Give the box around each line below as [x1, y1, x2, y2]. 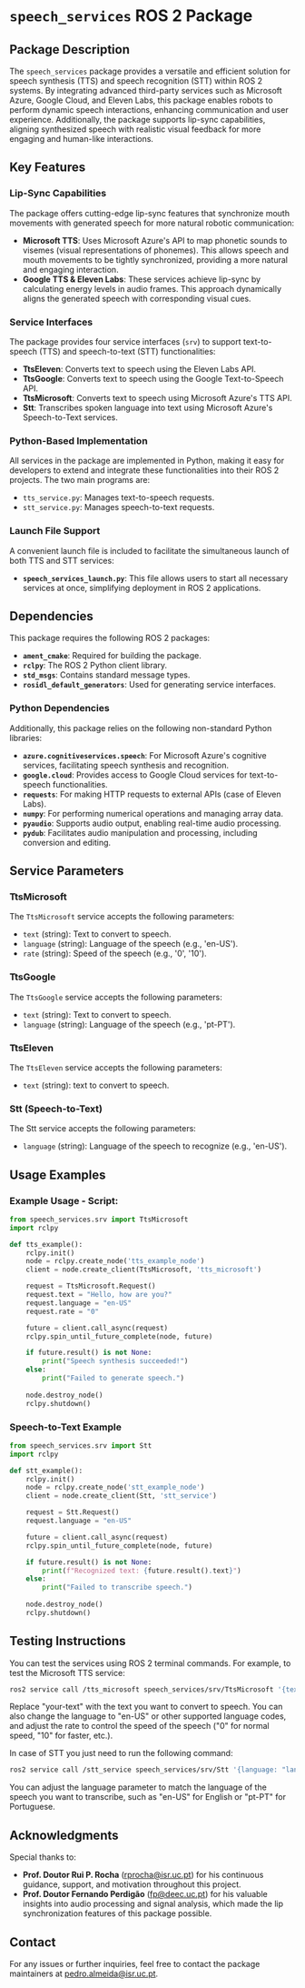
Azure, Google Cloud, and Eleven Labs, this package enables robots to [9, 95, 274, 105]
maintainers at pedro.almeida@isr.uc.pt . [9, 1968, 159, 1979]
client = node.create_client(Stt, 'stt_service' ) [25, 1491, 218, 1501]
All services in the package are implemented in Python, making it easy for [9, 456, 284, 467]
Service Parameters [9, 863, 124, 879]
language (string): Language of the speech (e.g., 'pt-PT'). [22, 1019, 236, 1029]
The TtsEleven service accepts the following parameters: [9, 1061, 222, 1073]
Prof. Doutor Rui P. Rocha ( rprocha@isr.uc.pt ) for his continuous [22, 1870, 264, 1881]
